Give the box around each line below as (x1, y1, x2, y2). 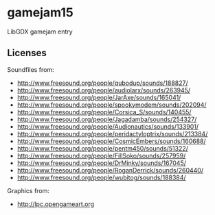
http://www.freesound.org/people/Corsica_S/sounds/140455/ (16, 107, 192, 116)
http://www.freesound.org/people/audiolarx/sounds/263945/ (16, 86, 191, 94)
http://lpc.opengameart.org (16, 200, 95, 208)
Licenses (7, 47, 47, 59)
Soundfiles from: (7, 65, 54, 73)
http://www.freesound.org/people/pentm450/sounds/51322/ (16, 144, 189, 152)
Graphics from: (7, 186, 50, 194)
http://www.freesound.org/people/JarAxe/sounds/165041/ (16, 93, 181, 101)
